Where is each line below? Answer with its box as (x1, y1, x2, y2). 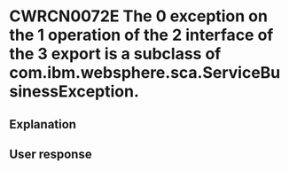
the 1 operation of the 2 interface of (9, 25, 274, 45)
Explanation (9, 117, 77, 132)
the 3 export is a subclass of (9, 44, 222, 64)
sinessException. (9, 81, 140, 102)
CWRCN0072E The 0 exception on (9, 6, 269, 27)
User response (9, 146, 92, 161)
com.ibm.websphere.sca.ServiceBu (9, 63, 281, 83)
